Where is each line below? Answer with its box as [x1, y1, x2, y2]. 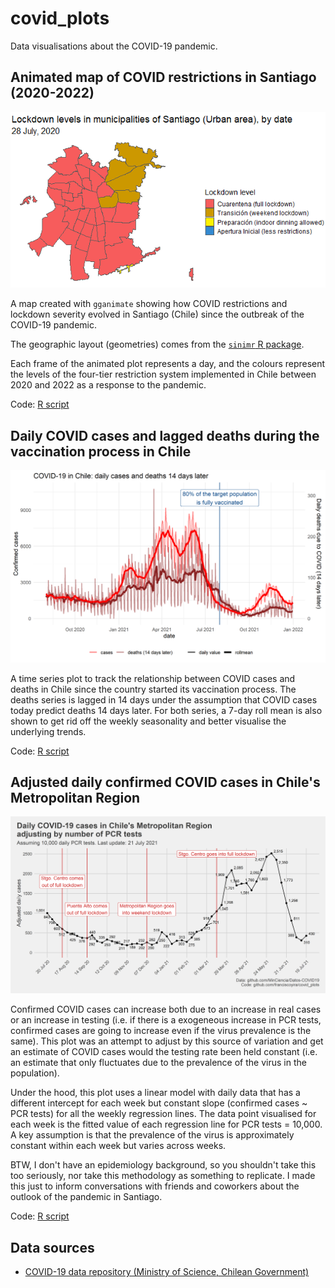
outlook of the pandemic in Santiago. [10, 1191, 163, 1203]
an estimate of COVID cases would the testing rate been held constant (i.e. [10, 1046, 318, 1058]
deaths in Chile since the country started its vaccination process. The [10, 683, 297, 695]
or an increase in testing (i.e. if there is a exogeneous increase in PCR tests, [10, 1014, 322, 1026]
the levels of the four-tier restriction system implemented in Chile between [10, 368, 317, 381]
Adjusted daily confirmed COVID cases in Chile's [10, 773, 321, 791]
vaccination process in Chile [10, 443, 192, 460]
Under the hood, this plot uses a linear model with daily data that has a [10, 1087, 301, 1099]
